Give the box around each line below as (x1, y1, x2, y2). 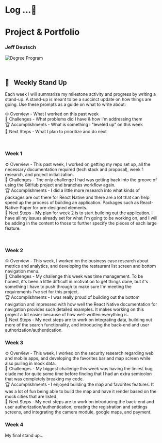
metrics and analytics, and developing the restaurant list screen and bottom (5, 263, 156, 269)
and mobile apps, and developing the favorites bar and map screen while (5, 356, 151, 361)
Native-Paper (5, 204, 32, 210)
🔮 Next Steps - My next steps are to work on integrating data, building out (5, 317, 153, 323)
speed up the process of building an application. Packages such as (5, 199, 139, 205)
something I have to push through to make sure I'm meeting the (5, 284, 132, 290)
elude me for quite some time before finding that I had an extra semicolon (5, 371, 152, 377)
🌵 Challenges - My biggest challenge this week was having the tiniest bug (5, 366, 153, 372)
